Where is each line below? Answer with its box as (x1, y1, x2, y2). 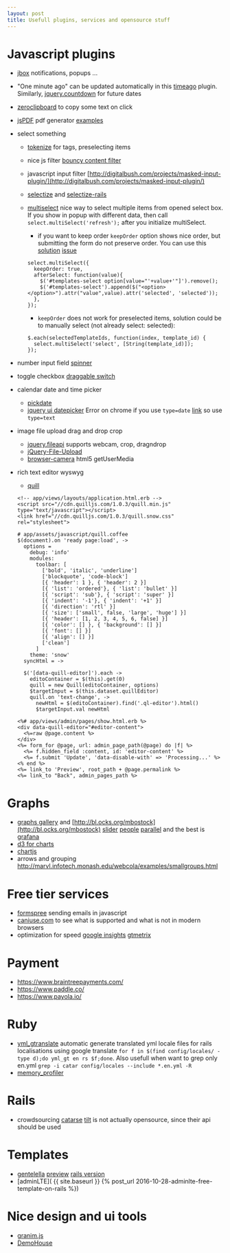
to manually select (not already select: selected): (37, 321, 176, 329)
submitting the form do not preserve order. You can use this (37, 239, 207, 247)
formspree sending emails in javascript (16, 909, 127, 917)
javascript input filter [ (27, 170, 90, 178)
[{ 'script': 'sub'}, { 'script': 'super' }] (42, 591, 174, 598)
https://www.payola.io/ (16, 992, 82, 1001)
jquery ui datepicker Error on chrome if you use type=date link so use (27, 406, 222, 414)
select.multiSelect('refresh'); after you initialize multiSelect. (27, 218, 207, 227)
